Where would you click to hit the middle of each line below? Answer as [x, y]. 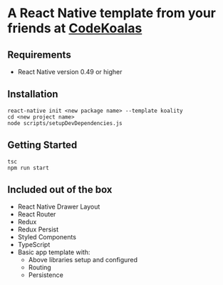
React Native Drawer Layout [59, 207]
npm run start [28, 168]
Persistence [46, 275]
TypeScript [34, 245]
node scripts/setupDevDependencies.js [65, 123]
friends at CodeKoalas [75, 28]
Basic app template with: [54, 252]
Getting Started [42, 145]
